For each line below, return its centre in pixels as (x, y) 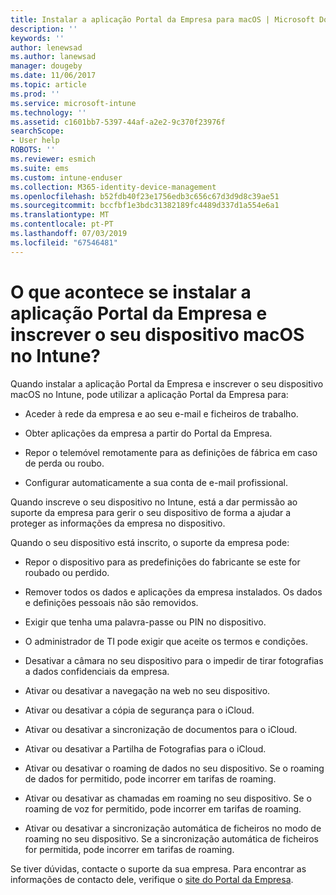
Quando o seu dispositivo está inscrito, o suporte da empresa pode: (150, 542)
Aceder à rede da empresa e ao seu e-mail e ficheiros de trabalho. (161, 413)
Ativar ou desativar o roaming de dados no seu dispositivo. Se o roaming (174, 768)
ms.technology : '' (48, 112)
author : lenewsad (46, 47)
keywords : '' (37, 38)
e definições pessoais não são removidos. (111, 602)
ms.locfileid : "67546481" (64, 242)
